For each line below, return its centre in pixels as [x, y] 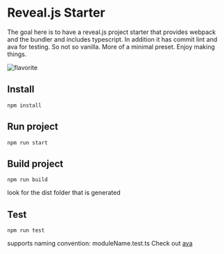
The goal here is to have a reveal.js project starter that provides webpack [112, 32]
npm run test [26, 230]
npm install [24, 105]
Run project [33, 127]
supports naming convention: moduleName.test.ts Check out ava [100, 244]
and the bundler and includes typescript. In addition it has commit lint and [112, 39]
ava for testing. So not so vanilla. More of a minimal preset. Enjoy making [111, 46]
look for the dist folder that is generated [64, 193]
